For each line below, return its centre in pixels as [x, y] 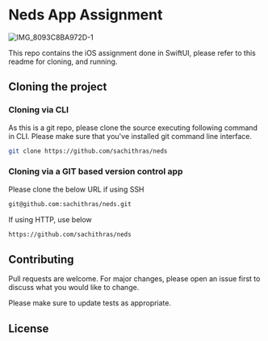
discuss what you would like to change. [74, 288]
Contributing [41, 259]
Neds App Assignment [86, 15]
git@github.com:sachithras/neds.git [70, 204]
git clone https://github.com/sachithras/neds [88, 151]
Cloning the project [58, 87]
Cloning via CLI [39, 110]
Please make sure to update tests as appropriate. [90, 303]
